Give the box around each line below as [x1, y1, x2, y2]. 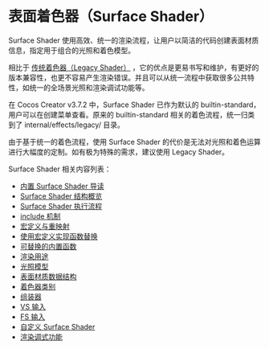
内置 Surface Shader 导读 [19, 181, 104, 191]
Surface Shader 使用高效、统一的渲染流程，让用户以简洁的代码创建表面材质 [8, 35, 259, 45]
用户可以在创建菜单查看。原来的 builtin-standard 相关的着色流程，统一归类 [8, 109, 255, 119]
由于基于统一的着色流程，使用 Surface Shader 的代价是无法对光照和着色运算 [8, 137, 261, 146]
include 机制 [19, 211, 61, 221]
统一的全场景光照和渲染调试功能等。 [29, 82, 149, 92]
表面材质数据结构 [19, 271, 77, 281]
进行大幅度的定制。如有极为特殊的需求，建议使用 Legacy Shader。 [8, 146, 230, 157]
